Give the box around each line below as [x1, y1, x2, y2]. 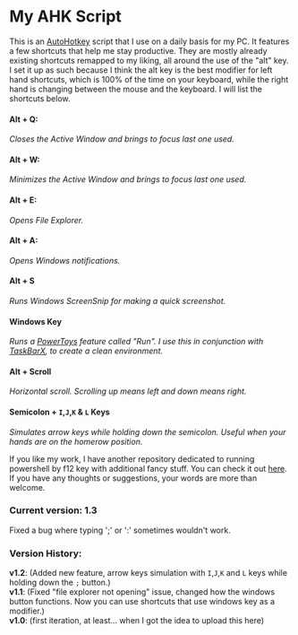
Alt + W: [9, 154, 40, 165]
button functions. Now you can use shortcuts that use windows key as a [9, 596, 276, 607]
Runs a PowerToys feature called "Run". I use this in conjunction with [9, 336, 264, 347]
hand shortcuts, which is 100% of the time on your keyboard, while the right [9, 74, 289, 84]
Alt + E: [9, 195, 38, 205]
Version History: [9, 547, 82, 560]
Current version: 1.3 [9, 504, 98, 517]
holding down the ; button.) [9, 577, 111, 588]
